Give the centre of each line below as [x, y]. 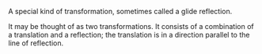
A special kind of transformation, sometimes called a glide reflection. [120, 11]
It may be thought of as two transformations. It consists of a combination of [131, 26]
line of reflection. [36, 43]
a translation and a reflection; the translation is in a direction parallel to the [129, 35]
